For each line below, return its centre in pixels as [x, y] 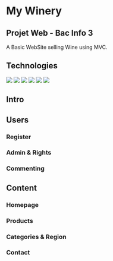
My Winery [34, 11]
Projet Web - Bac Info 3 [50, 33]
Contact [18, 253]
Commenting [25, 169]
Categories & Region [36, 237]
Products [20, 221]
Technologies [32, 66]
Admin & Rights [29, 153]
